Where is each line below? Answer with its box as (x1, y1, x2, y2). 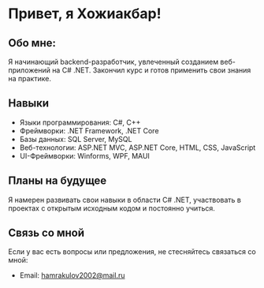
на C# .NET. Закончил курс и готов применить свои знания (52, 65, 251, 75)
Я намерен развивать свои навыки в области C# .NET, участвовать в (8, 195, 242, 204)
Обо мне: (8, 36, 57, 50)
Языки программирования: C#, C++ (19, 118, 141, 127)
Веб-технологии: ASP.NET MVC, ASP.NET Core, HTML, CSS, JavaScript (19, 143, 256, 152)
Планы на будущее (8, 174, 107, 188)
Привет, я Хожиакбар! (8, 5, 162, 23)
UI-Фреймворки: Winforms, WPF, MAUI (19, 151, 150, 160)
